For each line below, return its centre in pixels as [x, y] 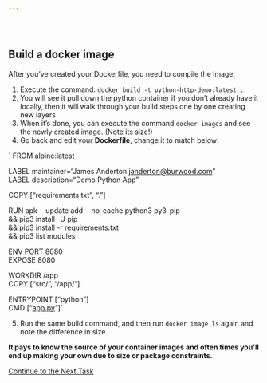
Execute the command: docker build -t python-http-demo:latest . [132, 89]
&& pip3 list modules [42, 235]
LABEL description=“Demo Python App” [74, 180]
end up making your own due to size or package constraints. [110, 355]
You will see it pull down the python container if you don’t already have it [139, 97]
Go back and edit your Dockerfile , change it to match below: [119, 140]
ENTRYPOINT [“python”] [49, 299]
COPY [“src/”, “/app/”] [44, 283]
